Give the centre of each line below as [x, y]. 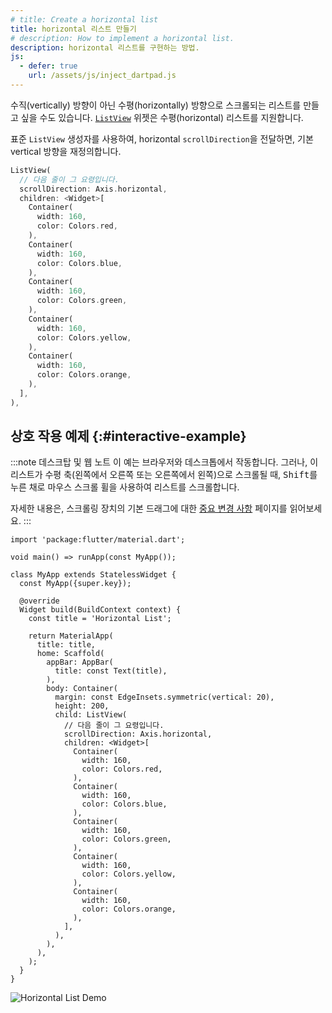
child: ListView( [91, 715]
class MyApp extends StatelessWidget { [93, 575]
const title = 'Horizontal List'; [100, 619]
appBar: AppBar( [80, 662]
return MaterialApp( [71, 636]
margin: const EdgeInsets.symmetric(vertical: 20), [164, 697]
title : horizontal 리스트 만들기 [73, 29]
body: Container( [82, 689]
